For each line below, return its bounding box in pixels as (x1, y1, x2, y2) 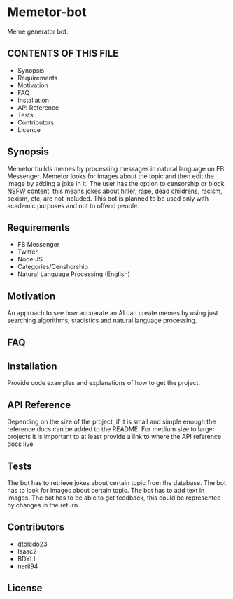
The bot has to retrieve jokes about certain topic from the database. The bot (7, 479, 226, 487)
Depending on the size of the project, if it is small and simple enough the (7, 417, 216, 426)
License (7, 582, 43, 594)
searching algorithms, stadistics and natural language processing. (7, 316, 197, 325)
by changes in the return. (7, 501, 80, 510)
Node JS (17, 255, 43, 264)
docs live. (7, 440, 35, 448)
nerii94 (17, 562, 38, 570)
